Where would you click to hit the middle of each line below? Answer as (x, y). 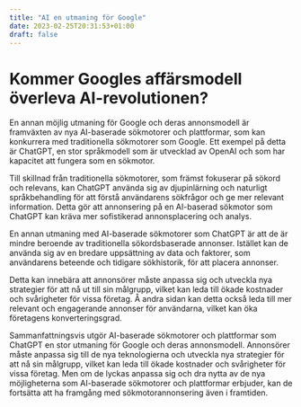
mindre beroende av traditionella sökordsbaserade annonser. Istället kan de (149, 243)
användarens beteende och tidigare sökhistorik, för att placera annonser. (144, 262)
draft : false (34, 34)
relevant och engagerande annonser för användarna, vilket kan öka (133, 309)
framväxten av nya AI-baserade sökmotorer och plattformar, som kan (137, 132)
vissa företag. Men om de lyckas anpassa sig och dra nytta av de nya (137, 374)
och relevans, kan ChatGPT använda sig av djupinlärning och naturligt (138, 188)
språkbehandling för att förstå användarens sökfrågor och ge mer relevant (147, 198)
